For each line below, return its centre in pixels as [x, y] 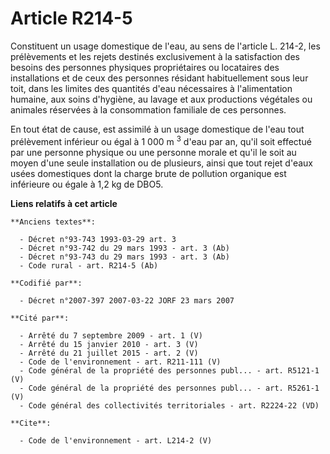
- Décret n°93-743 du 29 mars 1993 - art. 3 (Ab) [124, 257]
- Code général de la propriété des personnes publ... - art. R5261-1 [169, 388]
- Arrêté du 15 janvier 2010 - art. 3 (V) [109, 344]
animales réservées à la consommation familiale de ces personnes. [148, 109]
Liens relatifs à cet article [64, 203]
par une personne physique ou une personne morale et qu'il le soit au [153, 152]
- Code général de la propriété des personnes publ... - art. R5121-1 [169, 370]
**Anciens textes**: [53, 222]
